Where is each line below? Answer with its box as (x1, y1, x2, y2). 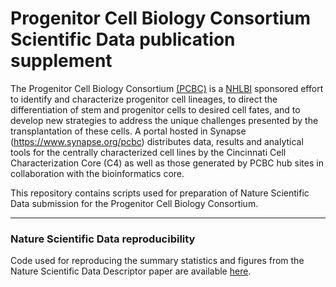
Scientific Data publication (10, 28, 236, 51)
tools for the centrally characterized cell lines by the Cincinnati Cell (10, 146, 287, 158)
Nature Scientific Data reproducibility (10, 232, 196, 246)
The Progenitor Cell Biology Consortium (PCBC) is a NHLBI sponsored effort (10, 82, 324, 94)
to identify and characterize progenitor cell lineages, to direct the (10, 93, 278, 105)
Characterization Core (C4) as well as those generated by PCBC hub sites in (10, 157, 324, 169)
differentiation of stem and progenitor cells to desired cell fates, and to (10, 103, 301, 116)
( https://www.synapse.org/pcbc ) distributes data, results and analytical (10, 135, 304, 147)
